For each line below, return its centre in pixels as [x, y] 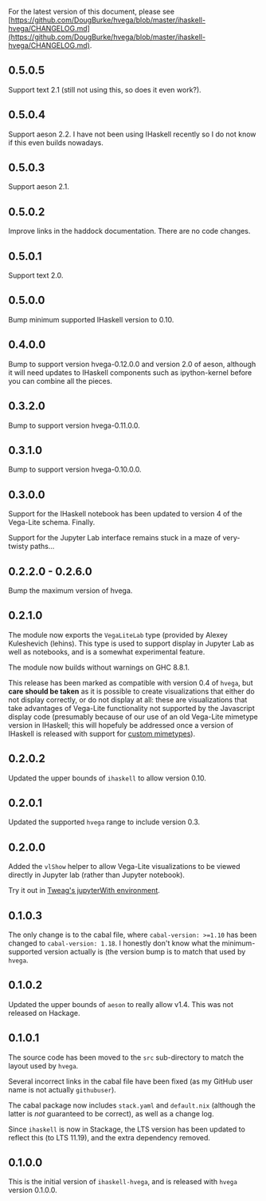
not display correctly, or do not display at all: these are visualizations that [128, 699]
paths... [42, 547]
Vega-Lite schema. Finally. [52, 523]
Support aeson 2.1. [39, 187]
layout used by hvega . [43, 1065]
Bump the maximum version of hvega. [70, 591]
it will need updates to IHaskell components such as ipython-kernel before [130, 372]
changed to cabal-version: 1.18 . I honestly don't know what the [114, 943]
